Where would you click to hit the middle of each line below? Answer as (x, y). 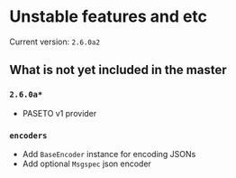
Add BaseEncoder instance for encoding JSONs (109, 154)
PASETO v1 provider (59, 113)
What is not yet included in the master (118, 70)
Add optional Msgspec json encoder (86, 164)
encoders (28, 136)
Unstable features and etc (109, 17)
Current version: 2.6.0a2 (55, 42)
